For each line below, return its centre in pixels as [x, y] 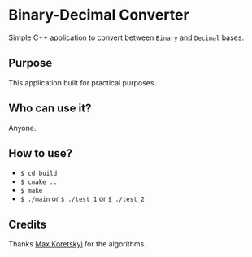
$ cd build [39, 174]
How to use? [41, 153]
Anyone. [22, 128]
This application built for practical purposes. [83, 82]
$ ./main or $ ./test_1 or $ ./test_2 [82, 199]
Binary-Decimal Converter [99, 15]
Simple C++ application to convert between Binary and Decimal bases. [126, 37]
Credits [28, 224]
